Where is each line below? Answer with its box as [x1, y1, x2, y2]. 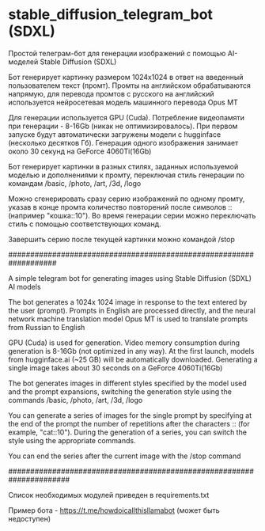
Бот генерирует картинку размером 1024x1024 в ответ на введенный [8, 72, 244, 82]
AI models [8, 282, 41, 291]
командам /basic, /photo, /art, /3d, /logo [8, 178, 142, 188]
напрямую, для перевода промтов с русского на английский [8, 89, 215, 98]
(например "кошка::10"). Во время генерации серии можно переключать [8, 211, 256, 220]
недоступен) [8, 514, 51, 523]
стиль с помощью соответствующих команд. [8, 219, 161, 229]
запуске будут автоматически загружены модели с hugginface [8, 129, 221, 139]
